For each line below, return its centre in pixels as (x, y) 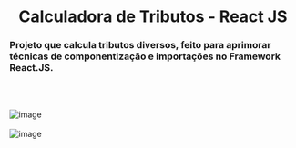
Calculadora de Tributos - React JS (153, 17)
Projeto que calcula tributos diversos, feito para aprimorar (140, 45)
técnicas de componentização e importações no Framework (145, 56)
